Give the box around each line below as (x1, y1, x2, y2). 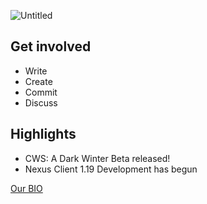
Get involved (10, 38, 92, 55)
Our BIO (10, 182, 43, 194)
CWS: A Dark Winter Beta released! (24, 152, 171, 164)
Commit (24, 86, 58, 98)
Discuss (24, 96, 58, 109)
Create (24, 75, 53, 87)
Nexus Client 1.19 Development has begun (24, 163, 198, 175)
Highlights (10, 126, 77, 143)
